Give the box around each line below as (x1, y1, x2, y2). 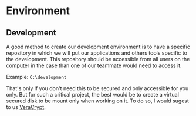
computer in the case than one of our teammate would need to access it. (6, 62, 182, 69)
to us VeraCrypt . (6, 104, 46, 110)
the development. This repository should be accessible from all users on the (6, 56, 190, 62)
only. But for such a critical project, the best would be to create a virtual (6, 91, 179, 98)
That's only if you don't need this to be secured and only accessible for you (6, 85, 189, 92)
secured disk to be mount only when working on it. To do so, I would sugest (6, 97, 190, 104)
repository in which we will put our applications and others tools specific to (6, 49, 188, 57)
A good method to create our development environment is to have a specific (6, 43, 191, 50)
